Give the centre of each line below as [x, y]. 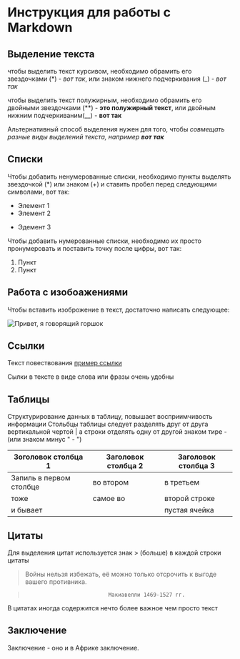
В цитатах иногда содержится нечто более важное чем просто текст [112, 608]
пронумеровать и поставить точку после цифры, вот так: [95, 248]
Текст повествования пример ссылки [65, 363]
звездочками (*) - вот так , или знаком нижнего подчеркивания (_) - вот [117, 79]
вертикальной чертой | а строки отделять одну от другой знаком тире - [117, 432]
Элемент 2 [34, 213]
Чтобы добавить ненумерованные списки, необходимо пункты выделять [119, 177]
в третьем [182, 482]
